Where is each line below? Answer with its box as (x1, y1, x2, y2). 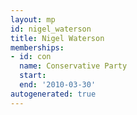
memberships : (10, 42, 65, 53)
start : (19, 71, 47, 81)
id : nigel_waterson (10, 24, 92, 34)
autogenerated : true (10, 89, 97, 99)
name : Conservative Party (19, 61, 128, 71)
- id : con (10, 52, 52, 62)
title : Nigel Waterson (10, 33, 105, 43)
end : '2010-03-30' (19, 80, 97, 90)
